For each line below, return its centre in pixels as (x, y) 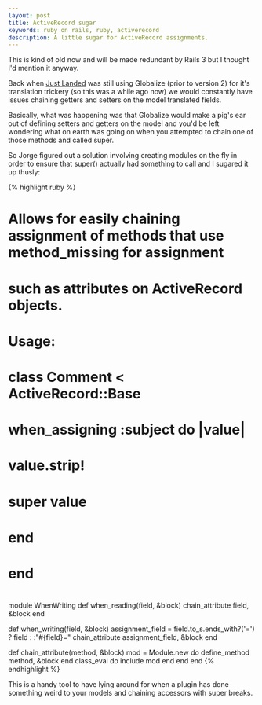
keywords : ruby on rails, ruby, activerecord (84, 30)
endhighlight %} (34, 670)
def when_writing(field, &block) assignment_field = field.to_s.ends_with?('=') (131, 629)
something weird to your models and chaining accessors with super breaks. (131, 693)
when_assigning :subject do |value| (127, 430)
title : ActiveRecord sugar (52, 23)
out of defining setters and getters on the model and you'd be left (114, 123)
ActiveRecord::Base (75, 394)
